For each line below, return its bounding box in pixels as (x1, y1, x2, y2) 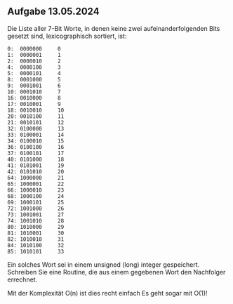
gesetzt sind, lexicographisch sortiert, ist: (7, 32, 127, 40)
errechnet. (7, 275, 38, 284)
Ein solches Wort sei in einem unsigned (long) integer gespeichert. (7, 260, 200, 269)
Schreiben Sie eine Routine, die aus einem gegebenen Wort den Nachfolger (7, 267, 226, 276)
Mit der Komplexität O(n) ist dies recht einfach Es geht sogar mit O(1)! (7, 289, 208, 297)
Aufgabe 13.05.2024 (7, 6, 100, 18)
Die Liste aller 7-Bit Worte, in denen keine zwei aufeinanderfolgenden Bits (7, 24, 220, 32)
